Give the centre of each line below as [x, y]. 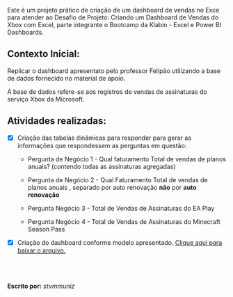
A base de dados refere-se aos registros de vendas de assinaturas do [107, 91]
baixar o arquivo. [41, 250]
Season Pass [46, 229]
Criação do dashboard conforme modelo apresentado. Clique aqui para [120, 242]
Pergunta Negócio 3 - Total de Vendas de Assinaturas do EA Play [121, 208]
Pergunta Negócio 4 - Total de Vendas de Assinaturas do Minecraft [124, 221]
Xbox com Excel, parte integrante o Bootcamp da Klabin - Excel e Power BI [114, 25]
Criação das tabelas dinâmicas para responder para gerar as [104, 138]
